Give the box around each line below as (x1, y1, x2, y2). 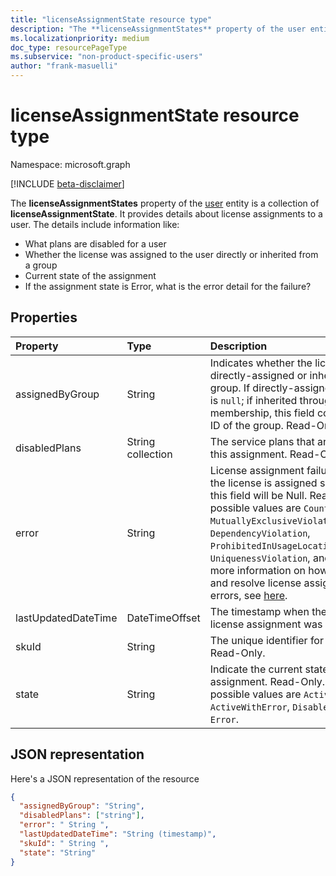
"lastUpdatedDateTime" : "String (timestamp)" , (19, 829, 217, 840)
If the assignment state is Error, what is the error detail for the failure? (24, 280, 312, 292)
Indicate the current (209, 662, 303, 676)
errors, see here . (209, 588, 288, 602)
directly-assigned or (209, 368, 308, 382)
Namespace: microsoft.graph (10, 158, 131, 170)
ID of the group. (209, 418, 284, 432)
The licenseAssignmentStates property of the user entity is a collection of (10, 197, 320, 209)
